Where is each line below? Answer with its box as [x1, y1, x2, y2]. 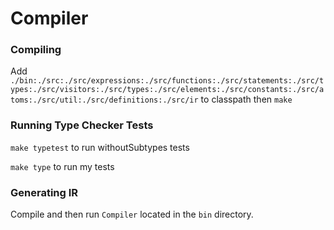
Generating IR [10, 185, 79, 199]
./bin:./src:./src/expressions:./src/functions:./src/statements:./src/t [10, 76, 325, 86]
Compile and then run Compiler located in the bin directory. [10, 208, 254, 221]
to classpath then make [200, 93, 293, 106]
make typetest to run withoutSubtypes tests [10, 141, 190, 153]
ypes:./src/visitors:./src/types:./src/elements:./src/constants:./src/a [10, 85, 325, 95]
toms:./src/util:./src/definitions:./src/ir [10, 95, 199, 106]
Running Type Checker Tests [10, 118, 154, 132]
